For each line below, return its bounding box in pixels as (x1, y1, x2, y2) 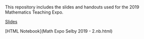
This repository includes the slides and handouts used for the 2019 (5, 4, 140, 10)
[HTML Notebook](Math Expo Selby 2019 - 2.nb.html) (5, 28, 113, 34)
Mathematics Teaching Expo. (5, 9, 63, 15)
